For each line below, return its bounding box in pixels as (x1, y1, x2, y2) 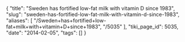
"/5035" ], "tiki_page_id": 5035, (102, 23, 179, 30)
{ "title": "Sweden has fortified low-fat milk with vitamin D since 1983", (6, 5, 175, 12)
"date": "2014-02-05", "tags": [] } (6, 29, 87, 36)
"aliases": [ (6, 17, 33, 24)
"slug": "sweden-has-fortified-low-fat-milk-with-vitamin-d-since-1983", (6, 11, 180, 18)
